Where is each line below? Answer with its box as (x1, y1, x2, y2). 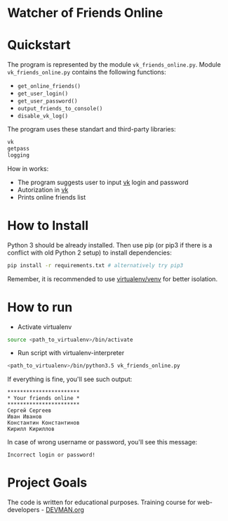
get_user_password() (17, 98, 78, 105)
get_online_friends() (17, 83, 81, 90)
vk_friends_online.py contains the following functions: (7, 68, 166, 77)
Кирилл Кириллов (7, 425, 55, 433)
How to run (7, 299, 73, 315)
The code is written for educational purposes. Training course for (7, 498, 196, 507)
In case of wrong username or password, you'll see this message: (7, 438, 198, 446)
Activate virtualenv (17, 322, 72, 331)
